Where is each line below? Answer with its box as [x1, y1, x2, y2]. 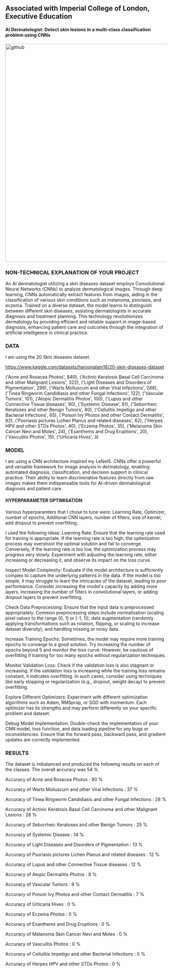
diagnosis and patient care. [5, 485, 63, 492]
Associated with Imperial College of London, [5, 4, 150, 13]
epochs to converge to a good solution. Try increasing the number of [5, 641, 151, 647]
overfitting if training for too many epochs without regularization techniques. [5, 652, 166, 658]
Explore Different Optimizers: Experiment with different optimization [5, 694, 148, 700]
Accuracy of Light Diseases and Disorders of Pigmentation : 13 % [5, 841, 143, 847]
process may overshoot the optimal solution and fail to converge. [5, 540, 142, 547]
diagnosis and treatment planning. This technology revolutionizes [5, 313, 143, 319]
